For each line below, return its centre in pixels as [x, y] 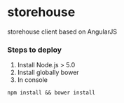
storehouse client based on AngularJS [62, 32]
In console [32, 80]
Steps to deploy [34, 50]
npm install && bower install [51, 93]
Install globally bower [48, 73]
